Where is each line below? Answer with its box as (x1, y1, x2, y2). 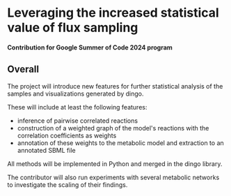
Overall (7, 63, 40, 75)
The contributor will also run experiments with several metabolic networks (7, 173, 220, 181)
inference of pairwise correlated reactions (17, 116, 138, 125)
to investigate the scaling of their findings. (7, 180, 128, 189)
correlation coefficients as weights (17, 131, 117, 140)
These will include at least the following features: (7, 103, 148, 111)
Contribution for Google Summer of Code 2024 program (7, 43, 173, 52)
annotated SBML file (17, 146, 76, 154)
